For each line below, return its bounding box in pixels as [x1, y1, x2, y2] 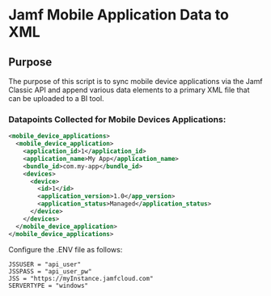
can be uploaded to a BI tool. [8, 94, 104, 103]
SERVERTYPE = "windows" [8, 281, 89, 290]
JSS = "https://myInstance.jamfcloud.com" [8, 274, 154, 282]
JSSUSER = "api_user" [8, 260, 82, 269]
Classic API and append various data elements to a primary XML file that [8, 85, 250, 95]
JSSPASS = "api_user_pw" [8, 267, 92, 276]
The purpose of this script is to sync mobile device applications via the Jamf [8, 77, 263, 86]
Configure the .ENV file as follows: [8, 244, 123, 254]
